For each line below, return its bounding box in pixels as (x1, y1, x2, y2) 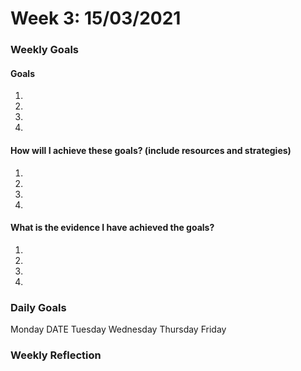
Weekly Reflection (10, 348, 102, 362)
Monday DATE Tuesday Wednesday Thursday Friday (10, 323, 227, 336)
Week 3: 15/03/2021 (10, 7, 182, 30)
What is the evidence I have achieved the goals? (10, 222, 215, 234)
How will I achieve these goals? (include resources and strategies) (10, 144, 292, 156)
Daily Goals (10, 300, 67, 314)
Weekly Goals (10, 43, 80, 57)
